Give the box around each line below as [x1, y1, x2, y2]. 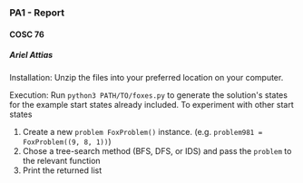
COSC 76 [9, 29, 44, 40]
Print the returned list [22, 165, 103, 176]
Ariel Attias [9, 50, 54, 61]
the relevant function [22, 156, 102, 167]
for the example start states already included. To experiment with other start [9, 100, 294, 111]
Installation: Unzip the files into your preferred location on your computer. [9, 72, 284, 83]
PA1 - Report [9, 6, 65, 19]
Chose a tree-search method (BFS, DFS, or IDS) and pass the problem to [22, 146, 292, 157]
